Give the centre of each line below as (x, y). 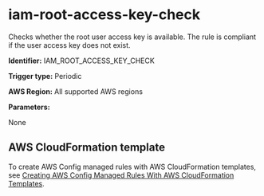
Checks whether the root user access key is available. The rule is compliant (132, 37)
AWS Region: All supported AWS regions (76, 91)
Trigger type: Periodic (45, 76)
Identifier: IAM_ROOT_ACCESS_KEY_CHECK (82, 61)
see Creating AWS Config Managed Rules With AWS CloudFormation (121, 175)
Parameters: (29, 107)
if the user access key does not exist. (69, 45)
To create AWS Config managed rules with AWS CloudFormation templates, (132, 167)
